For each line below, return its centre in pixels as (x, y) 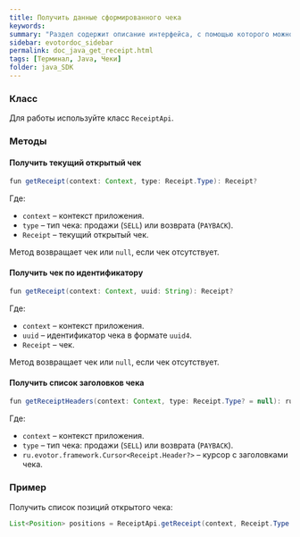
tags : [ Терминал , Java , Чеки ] (66, 59)
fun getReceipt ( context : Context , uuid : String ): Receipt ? (121, 291)
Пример (28, 488)
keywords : (28, 26)
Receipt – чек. (48, 345)
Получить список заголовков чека (77, 382)
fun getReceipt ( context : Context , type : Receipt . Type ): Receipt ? (133, 181)
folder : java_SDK (42, 68)
